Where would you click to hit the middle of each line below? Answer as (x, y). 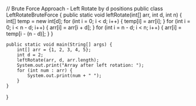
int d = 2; (30, 55)
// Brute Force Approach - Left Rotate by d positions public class (85, 9)
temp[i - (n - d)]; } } (30, 34)
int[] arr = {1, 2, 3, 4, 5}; (54, 50)
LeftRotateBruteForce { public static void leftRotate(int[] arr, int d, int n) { (94, 15)
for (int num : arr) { (45, 70)
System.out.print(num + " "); (65, 76)
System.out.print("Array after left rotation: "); (81, 65)
